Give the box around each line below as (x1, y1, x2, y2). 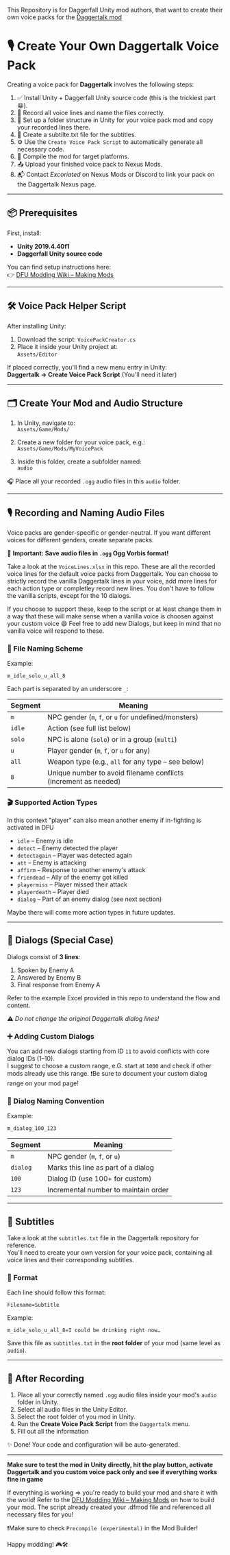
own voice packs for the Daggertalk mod (7, 13, 122, 21)
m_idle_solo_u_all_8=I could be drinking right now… (7, 1327, 161, 1334)
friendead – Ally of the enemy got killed (16, 873, 129, 881)
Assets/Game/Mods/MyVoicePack (16, 446, 104, 453)
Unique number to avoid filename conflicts (47, 768, 184, 777)
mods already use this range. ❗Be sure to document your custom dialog (7, 1069, 207, 1077)
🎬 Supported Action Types (7, 798, 98, 808)
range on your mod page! (7, 1079, 79, 1087)
